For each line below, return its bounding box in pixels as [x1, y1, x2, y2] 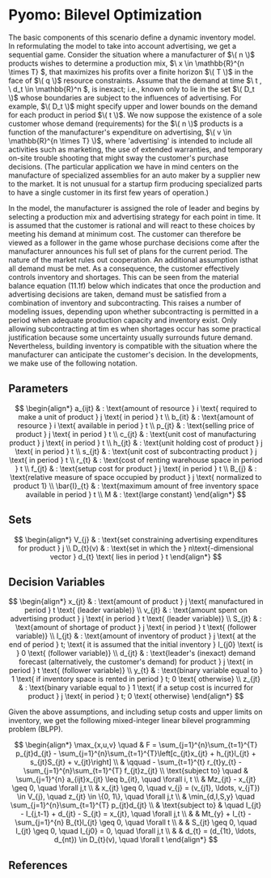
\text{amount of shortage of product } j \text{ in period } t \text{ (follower [15, 623, 257, 632]
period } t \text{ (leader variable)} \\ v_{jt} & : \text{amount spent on [23, 606, 248, 615]
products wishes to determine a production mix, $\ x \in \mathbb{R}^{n [8, 58, 244, 68]
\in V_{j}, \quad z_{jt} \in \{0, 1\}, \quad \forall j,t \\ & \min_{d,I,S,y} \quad [16, 792, 256, 802]
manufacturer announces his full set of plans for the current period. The [8, 246, 248, 256]
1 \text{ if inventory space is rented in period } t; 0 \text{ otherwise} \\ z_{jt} [11, 675, 261, 684]
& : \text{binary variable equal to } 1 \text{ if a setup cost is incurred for [18, 683, 254, 692]
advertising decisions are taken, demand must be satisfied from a [8, 289, 227, 299]
